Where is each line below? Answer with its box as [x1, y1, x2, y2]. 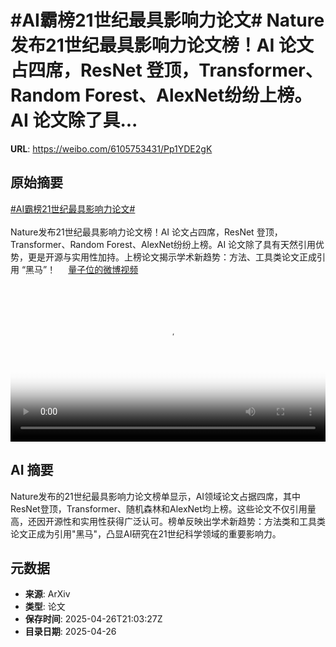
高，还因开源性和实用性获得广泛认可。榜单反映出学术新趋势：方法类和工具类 [10, 515, 326, 527]
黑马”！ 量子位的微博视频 [25, 263, 139, 275]
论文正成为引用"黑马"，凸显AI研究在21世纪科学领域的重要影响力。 [10, 527, 282, 540]
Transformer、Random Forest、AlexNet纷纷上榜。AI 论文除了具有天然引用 [10, 238, 317, 250]
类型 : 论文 [24, 601, 66, 613]
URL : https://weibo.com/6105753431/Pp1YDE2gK [10, 142, 213, 155]
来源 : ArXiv [24, 588, 71, 600]
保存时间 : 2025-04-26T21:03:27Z [24, 613, 163, 625]
